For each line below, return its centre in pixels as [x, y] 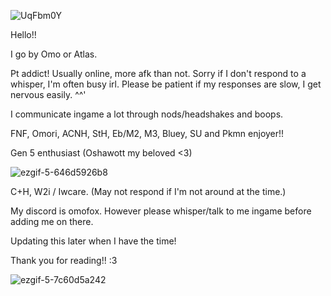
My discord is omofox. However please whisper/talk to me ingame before [161, 211]
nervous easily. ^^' [48, 94]
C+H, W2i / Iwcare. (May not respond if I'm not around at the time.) [148, 191]
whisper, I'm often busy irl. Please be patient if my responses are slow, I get [166, 84]
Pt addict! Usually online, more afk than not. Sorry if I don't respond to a [158, 73]
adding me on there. [52, 221]
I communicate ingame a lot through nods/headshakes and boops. [147, 114]
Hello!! [23, 34]
